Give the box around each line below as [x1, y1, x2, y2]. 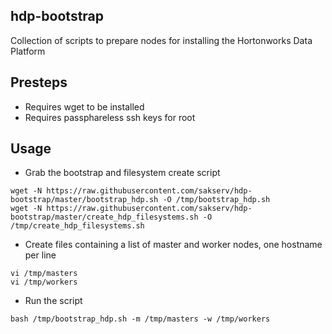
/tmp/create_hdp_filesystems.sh [10, 221, 145, 231]
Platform [10, 45, 46, 57]
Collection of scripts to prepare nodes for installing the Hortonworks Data [10, 34, 313, 46]
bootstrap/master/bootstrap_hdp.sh [10, 195, 159, 205]
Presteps [10, 74, 68, 91]
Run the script [24, 295, 83, 307]
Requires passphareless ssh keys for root [24, 111, 196, 123]
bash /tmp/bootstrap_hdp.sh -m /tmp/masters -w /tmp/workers [10, 314, 271, 324]
